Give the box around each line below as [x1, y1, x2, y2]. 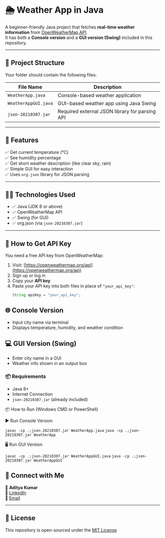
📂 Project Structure [5, 59, 65, 67]
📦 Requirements [5, 373, 47, 380]
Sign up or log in [12, 273, 46, 279]
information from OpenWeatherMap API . [5, 29, 88, 35]
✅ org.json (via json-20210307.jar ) [12, 220, 82, 226]
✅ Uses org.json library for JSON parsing [5, 171, 90, 177]
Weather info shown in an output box [12, 360, 87, 366]
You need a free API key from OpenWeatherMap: [5, 252, 104, 258]
